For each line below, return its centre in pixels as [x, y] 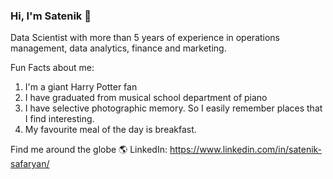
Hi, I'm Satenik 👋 [51, 16]
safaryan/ [30, 164]
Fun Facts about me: [52, 68]
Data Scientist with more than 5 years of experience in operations [145, 38]
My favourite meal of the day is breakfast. [110, 130]
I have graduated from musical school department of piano [146, 98]
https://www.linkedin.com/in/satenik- [246, 150]
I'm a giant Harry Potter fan [81, 87]
